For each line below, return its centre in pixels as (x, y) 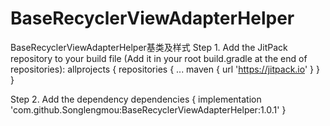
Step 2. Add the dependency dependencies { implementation (136, 99)
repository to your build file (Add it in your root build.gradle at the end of (159, 58)
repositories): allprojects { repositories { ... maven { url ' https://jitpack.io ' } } (165, 69)
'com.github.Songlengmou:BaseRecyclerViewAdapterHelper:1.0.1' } (148, 109)
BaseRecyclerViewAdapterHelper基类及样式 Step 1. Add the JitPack (149, 47)
